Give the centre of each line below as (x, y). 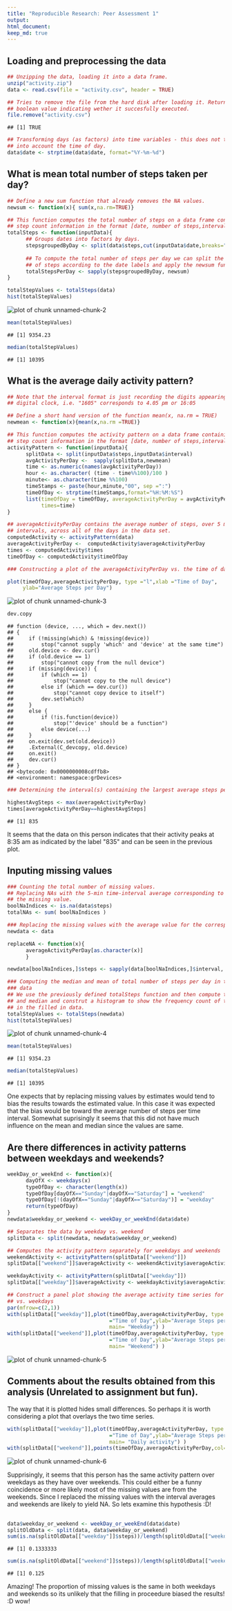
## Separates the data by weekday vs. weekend (75, 1232)
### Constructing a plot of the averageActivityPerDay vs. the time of (112, 569)
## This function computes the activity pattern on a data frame (103, 435)
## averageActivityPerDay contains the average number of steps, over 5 (114, 524)
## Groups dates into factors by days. (83, 240)
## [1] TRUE (24, 128)
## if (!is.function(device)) (63, 717)
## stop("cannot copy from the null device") (86, 663)
